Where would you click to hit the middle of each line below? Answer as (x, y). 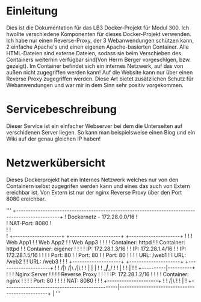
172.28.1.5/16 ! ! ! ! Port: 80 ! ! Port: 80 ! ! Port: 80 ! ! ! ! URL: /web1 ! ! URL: (96, 255)
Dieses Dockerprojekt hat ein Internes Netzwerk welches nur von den (92, 180)
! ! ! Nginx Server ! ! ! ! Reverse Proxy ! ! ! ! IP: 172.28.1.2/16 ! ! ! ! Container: (97, 274)
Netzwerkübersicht (56, 163)
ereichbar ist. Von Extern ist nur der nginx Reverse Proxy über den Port (94, 192)
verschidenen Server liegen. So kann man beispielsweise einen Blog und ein (101, 132)
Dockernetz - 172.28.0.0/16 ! (102, 217)
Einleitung (32, 11)
